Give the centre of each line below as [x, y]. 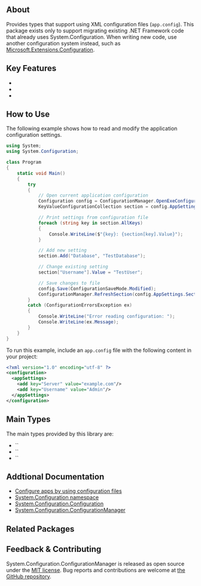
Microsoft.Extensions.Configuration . [51, 50]
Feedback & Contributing [54, 549]
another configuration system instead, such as [63, 43]
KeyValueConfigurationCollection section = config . [104, 207]
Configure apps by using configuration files [68, 491]
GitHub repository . [29, 576]
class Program [24, 162]
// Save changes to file [69, 283]
